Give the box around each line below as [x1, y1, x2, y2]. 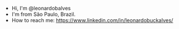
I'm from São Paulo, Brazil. [11, 11, 76, 18]
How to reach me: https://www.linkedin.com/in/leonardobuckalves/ [11, 17, 174, 23]
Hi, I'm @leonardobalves [11, 5, 71, 11]
